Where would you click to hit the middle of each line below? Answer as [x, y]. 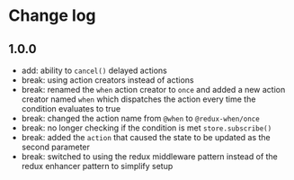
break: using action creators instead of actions [107, 80]
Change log [52, 16]
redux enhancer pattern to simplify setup [97, 166]
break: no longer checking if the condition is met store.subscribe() [147, 128]
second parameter [56, 147]
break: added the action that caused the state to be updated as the [146, 137]
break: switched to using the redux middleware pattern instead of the [149, 157]
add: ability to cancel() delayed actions [94, 70]
